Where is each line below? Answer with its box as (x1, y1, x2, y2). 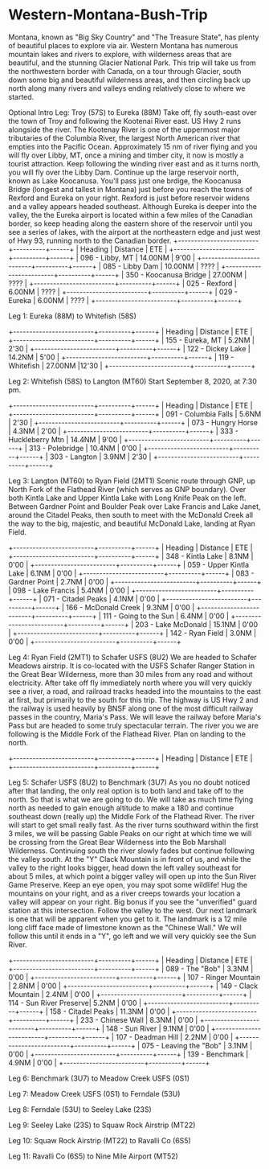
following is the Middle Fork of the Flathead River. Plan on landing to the (8, 729, 247, 739)
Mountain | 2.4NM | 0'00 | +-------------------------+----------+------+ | (8, 989, 252, 999)
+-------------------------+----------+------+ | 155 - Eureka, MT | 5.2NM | (8, 335, 255, 345)
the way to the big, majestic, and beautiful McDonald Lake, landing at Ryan (8, 519, 255, 528)
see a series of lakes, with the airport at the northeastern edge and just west (8, 227, 261, 236)
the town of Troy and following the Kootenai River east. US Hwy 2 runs (8, 116, 242, 125)
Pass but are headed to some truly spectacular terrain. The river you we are (8, 720, 259, 730)
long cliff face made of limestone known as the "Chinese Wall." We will (8, 922, 243, 932)
